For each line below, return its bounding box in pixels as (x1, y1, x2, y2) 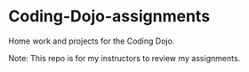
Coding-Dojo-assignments (8, 6, 211, 27)
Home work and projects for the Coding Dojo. (8, 36, 175, 46)
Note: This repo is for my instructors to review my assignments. (8, 52, 241, 63)
